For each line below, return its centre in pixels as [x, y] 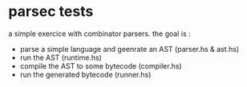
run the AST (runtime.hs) [61, 57]
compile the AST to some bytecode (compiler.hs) [101, 65]
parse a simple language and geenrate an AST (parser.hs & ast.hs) [130, 49]
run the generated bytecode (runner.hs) [85, 74]
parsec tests [51, 12]
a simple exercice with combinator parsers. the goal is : [99, 34]
